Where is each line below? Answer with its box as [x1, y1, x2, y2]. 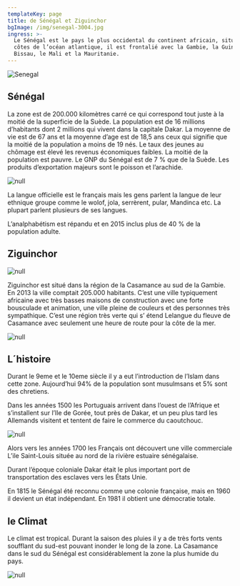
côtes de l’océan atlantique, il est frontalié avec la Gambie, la [14, 44, 219, 51]
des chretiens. [7, 387, 50, 396]
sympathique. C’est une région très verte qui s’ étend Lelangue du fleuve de [7, 311, 231, 319]
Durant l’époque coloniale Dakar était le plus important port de [7, 465, 191, 474]
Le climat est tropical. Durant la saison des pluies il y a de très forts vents [7, 534, 223, 543]
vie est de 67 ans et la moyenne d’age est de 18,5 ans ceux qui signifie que [7, 132, 227, 141]
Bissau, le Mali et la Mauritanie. [14, 51, 120, 58]
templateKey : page [7, 10, 62, 18]
